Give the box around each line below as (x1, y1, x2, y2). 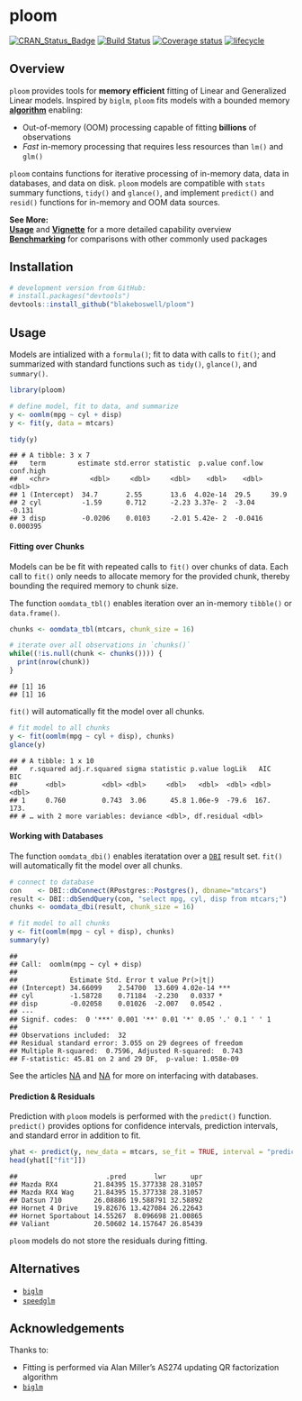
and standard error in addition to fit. (9, 1130, 141, 1141)
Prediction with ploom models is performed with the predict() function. (9, 1111, 272, 1122)
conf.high (9, 467, 47, 476)
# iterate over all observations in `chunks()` (9, 641, 191, 650)
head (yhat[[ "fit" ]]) (9, 1155, 87, 1165)
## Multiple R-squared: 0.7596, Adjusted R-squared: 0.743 (9, 1046, 244, 1055)
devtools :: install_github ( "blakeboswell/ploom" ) (9, 300, 195, 309)
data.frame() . (9, 607, 60, 618)
